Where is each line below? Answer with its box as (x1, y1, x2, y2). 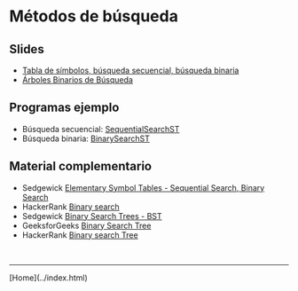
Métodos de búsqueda (9, 6, 179, 27)
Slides (9, 42, 44, 57)
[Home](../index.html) (9, 272, 89, 283)
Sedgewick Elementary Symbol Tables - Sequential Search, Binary (21, 182, 265, 193)
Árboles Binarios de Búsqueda (21, 75, 133, 85)
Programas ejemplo (9, 100, 120, 115)
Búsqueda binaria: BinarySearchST (21, 133, 151, 144)
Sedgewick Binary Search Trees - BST (21, 210, 162, 221)
